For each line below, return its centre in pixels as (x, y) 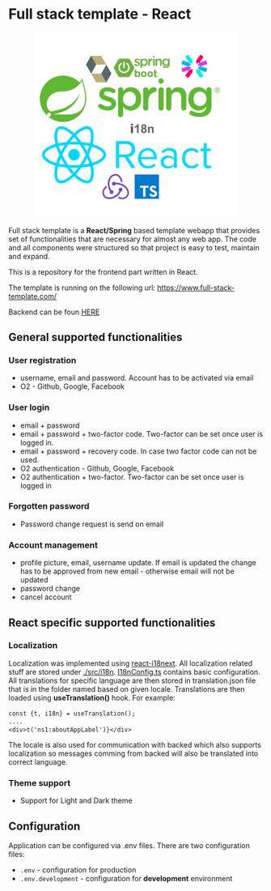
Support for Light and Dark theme (76, 801)
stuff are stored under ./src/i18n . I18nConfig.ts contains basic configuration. (134, 671)
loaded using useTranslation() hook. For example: (92, 697)
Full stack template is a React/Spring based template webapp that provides (134, 230)
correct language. (38, 761)
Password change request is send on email (92, 524)
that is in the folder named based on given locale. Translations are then (127, 688)
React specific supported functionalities (112, 622)
